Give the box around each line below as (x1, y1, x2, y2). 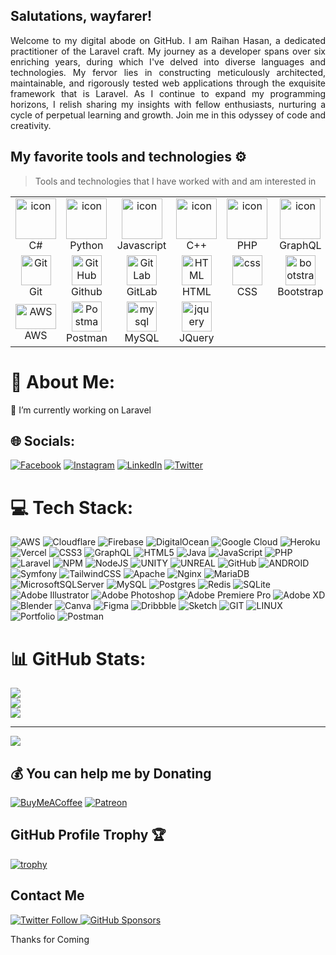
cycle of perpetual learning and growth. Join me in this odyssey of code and (10, 109, 326, 121)
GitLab (126, 284, 158, 298)
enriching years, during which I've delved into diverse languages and (10, 55, 326, 68)
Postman (66, 330, 108, 344)
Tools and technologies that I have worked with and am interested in (34, 175, 317, 187)
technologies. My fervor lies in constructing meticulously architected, (10, 66, 326, 78)
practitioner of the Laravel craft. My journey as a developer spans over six (10, 45, 326, 57)
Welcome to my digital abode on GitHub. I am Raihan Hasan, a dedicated (10, 34, 326, 46)
